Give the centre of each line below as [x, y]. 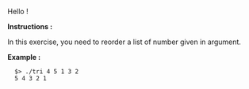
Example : [24, 57]
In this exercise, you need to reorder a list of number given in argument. [124, 42]
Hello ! [18, 11]
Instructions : [30, 26]
